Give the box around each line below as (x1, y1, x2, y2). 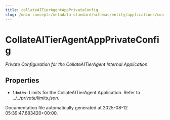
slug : (5, 12, 17, 17)
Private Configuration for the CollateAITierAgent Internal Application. (5, 61, 149, 67)
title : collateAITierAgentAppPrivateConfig (5, 7, 99, 13)
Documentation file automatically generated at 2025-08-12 (5, 105, 128, 111)
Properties (5, 76, 39, 85)
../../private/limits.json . (12, 95, 60, 101)
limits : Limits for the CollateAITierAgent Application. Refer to (12, 90, 141, 96)
